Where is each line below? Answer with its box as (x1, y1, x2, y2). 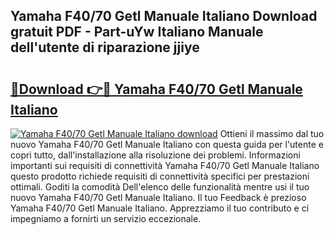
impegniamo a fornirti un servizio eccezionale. (10, 213, 202, 224)
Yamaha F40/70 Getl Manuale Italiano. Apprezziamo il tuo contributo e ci (10, 202, 310, 214)
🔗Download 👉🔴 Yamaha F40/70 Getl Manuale (10, 80, 303, 98)
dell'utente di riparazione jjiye (10, 39, 200, 56)
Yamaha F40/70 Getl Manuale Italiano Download (10, 8, 318, 25)
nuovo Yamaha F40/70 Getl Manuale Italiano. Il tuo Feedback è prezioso (10, 192, 307, 203)
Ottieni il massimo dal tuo (219, 128, 325, 139)
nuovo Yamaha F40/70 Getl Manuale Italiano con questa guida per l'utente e (10, 139, 324, 150)
